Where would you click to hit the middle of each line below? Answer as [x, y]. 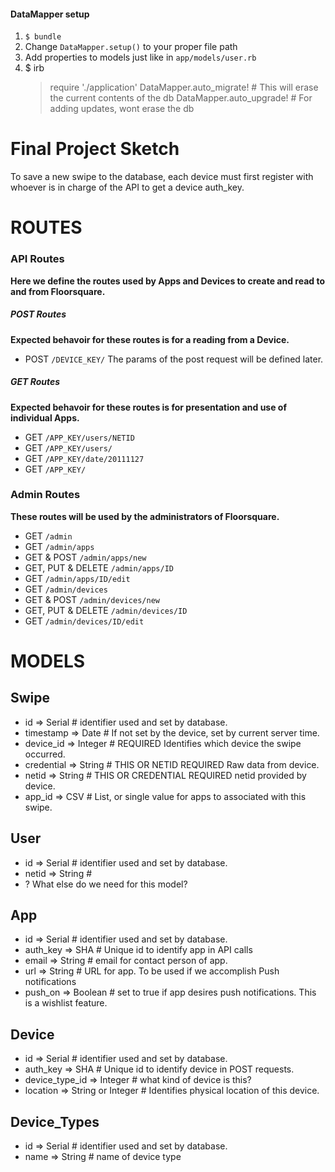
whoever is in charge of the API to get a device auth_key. [127, 187]
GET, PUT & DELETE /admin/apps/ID [99, 567]
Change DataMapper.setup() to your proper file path [131, 47]
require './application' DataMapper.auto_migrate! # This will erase [184, 87]
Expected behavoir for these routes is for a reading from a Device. [150, 339]
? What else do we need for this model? [106, 884]
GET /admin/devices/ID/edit [84, 621]
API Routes [37, 259]
